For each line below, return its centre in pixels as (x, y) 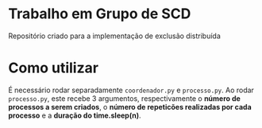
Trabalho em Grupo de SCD (100, 14)
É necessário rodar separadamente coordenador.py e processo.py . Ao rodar (131, 90)
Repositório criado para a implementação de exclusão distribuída (114, 36)
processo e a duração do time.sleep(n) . (75, 115)
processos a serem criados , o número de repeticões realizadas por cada (130, 107)
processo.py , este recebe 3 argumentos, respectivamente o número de (124, 98)
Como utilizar (54, 68)
